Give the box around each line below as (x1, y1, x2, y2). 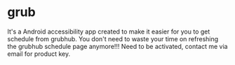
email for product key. (7, 50, 71, 58)
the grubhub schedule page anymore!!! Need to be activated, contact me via (7, 42, 228, 50)
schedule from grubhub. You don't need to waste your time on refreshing (7, 34, 219, 43)
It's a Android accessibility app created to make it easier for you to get (7, 27, 210, 36)
